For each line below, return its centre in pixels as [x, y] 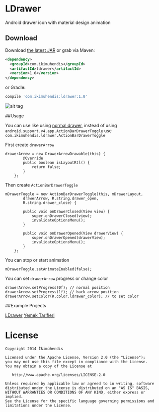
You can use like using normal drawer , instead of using [61, 125]
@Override [33, 158]
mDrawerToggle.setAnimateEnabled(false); [49, 269]
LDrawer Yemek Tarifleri [30, 315]
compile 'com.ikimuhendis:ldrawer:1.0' [46, 97]
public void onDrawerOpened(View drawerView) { [73, 233]
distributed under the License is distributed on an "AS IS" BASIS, [78, 388]
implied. [14, 397]
